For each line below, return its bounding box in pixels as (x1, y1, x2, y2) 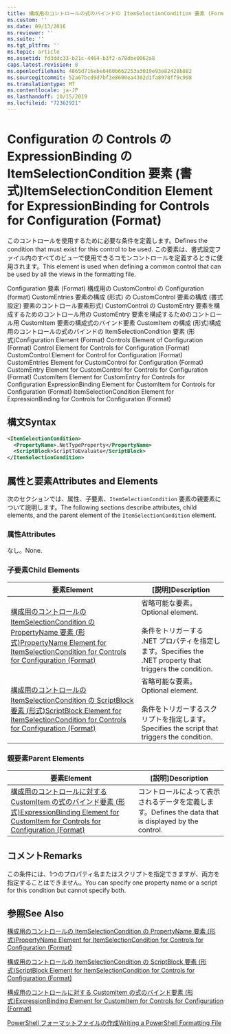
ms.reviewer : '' (7, 29, 54, 36)
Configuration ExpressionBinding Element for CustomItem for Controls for (7, 380, 216, 388)
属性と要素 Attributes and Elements (7, 475, 159, 487)
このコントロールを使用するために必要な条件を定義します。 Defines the (7, 236, 208, 244)
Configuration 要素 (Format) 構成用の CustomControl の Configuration (7, 284, 204, 293)
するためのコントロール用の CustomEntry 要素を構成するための (12, 310, 192, 318)
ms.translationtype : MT (7, 81, 76, 87)
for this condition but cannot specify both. (7, 886, 126, 894)
